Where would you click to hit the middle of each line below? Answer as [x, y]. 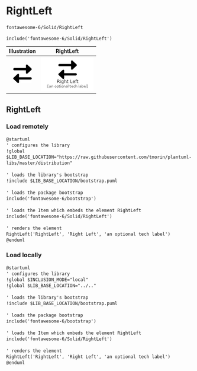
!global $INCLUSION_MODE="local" [47, 280]
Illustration [22, 51]
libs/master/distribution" [39, 163]
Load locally [24, 255]
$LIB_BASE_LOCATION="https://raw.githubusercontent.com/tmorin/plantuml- [99, 157]
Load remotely [28, 126]
